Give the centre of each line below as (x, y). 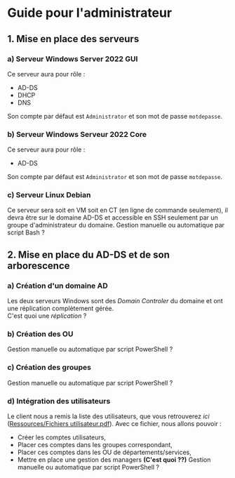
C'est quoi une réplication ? (47, 316)
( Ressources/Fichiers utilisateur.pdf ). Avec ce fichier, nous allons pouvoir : (115, 424)
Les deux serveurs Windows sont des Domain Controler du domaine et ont (115, 301)
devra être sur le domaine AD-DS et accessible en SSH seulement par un (113, 218)
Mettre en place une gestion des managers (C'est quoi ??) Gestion (114, 460)
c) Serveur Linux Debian (49, 195)
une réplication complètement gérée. (61, 308)
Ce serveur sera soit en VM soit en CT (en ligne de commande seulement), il (117, 210)
